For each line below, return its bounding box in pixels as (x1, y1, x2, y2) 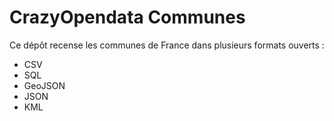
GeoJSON (23, 79, 66, 91)
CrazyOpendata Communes (9, 6, 246, 29)
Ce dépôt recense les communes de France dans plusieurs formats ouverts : (9, 39, 325, 51)
